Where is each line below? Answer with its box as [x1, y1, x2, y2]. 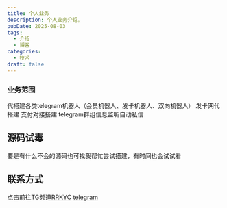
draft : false [7, 61, 45, 68]
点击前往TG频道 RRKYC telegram [7, 193, 98, 201]
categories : [7, 49, 41, 55]
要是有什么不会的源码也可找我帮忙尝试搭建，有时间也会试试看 [7, 151, 182, 159]
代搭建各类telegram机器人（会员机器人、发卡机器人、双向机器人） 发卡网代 [7, 101, 221, 109]
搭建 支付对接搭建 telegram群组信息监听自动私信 [7, 110, 144, 118]
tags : [7, 29, 23, 36]
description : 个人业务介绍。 [7, 16, 84, 23]
